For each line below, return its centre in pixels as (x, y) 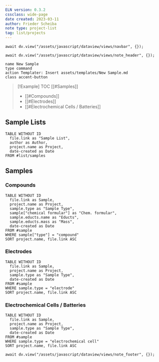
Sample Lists (26, 122)
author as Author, (29, 143)
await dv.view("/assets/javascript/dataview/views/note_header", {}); (80, 55)
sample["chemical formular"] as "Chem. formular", (63, 213)
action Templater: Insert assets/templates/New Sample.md (67, 73)
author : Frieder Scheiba (31, 24)
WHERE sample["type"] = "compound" (42, 235)
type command (19, 68)
